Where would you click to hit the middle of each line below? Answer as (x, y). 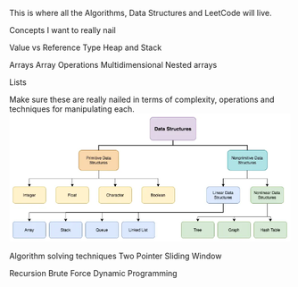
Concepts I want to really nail (62, 30)
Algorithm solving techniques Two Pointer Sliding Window (116, 256)
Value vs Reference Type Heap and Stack (86, 47)
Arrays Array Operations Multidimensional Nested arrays (113, 65)
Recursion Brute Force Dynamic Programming (93, 273)
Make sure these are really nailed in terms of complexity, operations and (142, 99)
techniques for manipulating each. (72, 109)
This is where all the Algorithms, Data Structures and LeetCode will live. (141, 13)
